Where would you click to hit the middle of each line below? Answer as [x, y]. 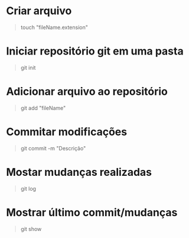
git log [28, 188]
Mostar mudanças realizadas [79, 172]
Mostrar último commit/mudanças [92, 212]
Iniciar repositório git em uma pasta [95, 51]
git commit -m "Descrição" [53, 148]
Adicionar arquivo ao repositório [87, 91]
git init [28, 67]
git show [31, 229]
